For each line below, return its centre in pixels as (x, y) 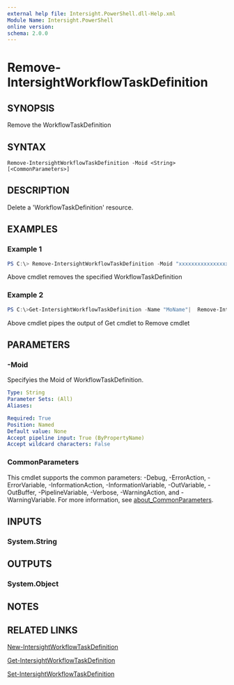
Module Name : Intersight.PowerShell (60, 20)
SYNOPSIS (31, 108)
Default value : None (37, 431)
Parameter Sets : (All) (40, 399)
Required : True (29, 418)
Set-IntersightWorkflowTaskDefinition (61, 674)
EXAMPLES (32, 229)
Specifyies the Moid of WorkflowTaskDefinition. (76, 380)
